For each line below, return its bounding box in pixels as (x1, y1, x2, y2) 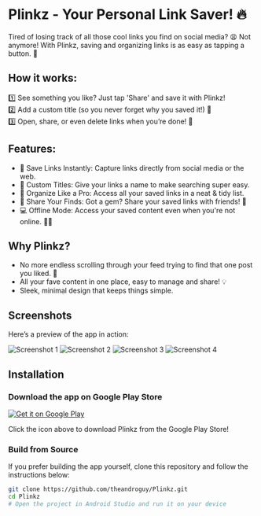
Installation (8, 367, 64, 381)
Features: (8, 142, 57, 156)
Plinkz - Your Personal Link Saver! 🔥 (8, 6, 248, 24)
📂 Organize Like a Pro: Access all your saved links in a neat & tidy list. (19, 188, 244, 197)
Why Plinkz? (8, 239, 71, 252)
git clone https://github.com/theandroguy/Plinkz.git (8, 485, 189, 493)
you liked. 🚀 (19, 269, 58, 278)
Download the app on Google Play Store (8, 391, 163, 402)
